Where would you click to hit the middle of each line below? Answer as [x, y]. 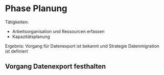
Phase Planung [36, 9]
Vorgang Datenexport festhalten [56, 66]
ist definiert [17, 51]
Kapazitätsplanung [31, 37]
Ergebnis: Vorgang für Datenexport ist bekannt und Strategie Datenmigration [82, 46]
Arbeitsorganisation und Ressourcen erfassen [58, 31]
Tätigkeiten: [17, 22]
